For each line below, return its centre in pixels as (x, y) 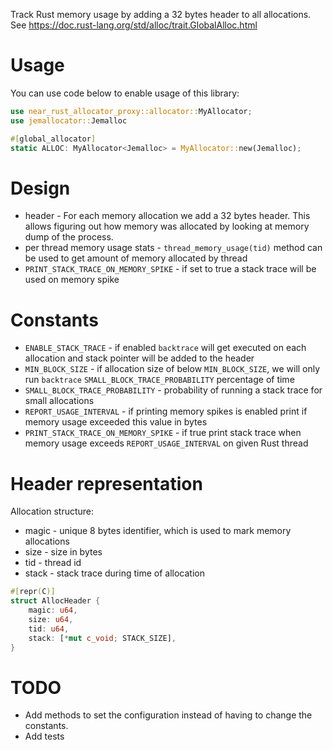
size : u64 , (51, 619)
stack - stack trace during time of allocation (114, 573)
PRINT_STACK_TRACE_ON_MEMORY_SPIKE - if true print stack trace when (163, 433)
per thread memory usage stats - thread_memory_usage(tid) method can (173, 248)
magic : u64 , (53, 610)
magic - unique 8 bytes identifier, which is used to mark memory (158, 531)
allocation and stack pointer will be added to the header (139, 358)
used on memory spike (72, 280)
